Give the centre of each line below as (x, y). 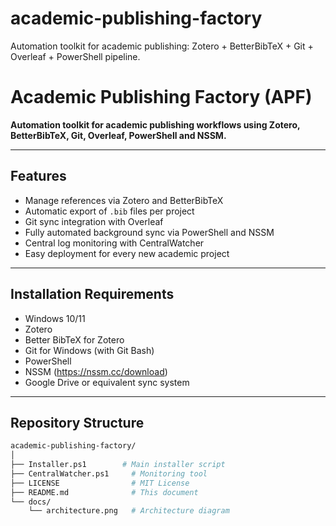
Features (38, 176)
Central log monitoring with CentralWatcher (114, 243)
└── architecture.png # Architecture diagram (129, 511)
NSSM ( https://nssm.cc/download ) (96, 371)
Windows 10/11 (55, 318)
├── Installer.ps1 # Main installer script (118, 465)
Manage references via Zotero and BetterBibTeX (124, 200)
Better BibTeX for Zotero (74, 339)
